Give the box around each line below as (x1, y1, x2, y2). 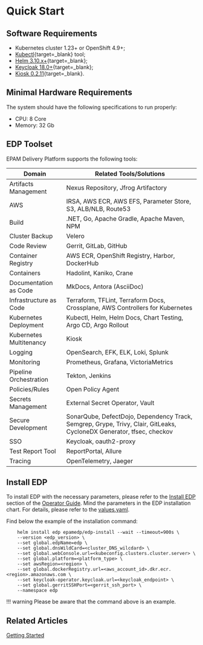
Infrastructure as (9, 296, 57, 304)
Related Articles (6, 615, 68, 626)
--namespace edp (17, 588, 59, 594)
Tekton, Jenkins (66, 371, 112, 380)
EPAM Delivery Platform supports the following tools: (6, 155, 138, 162)
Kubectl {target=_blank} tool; (14, 51, 86, 58)
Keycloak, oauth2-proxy (66, 437, 136, 445)
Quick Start (6, 4, 65, 18)
